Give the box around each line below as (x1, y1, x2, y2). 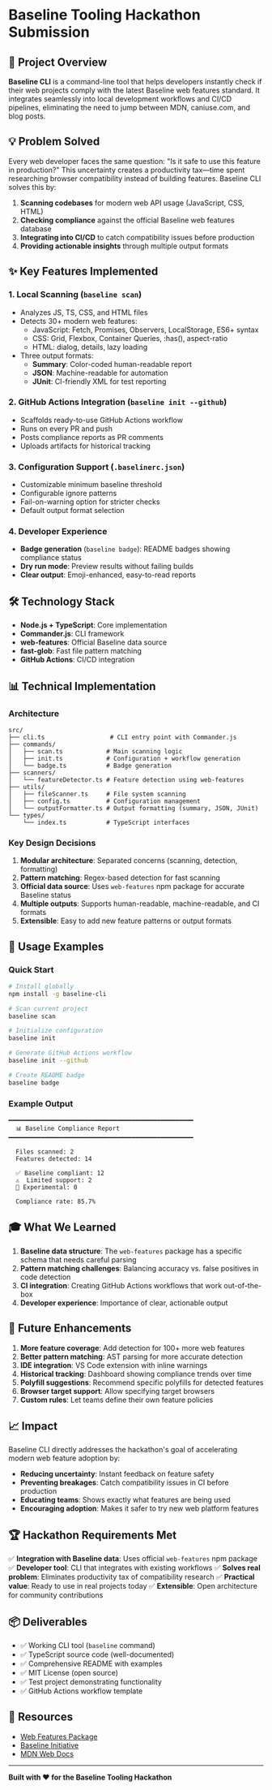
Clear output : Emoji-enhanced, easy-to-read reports (19, 570, 197, 580)
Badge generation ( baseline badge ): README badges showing (19, 544, 231, 554)
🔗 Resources (8, 1710, 74, 1724)
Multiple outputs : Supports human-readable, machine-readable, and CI (19, 899, 260, 908)
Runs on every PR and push (19, 424, 113, 433)
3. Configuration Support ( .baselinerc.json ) (8, 461, 185, 472)
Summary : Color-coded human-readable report (32, 359, 193, 369)
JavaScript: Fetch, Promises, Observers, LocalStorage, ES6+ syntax (32, 325, 259, 334)
